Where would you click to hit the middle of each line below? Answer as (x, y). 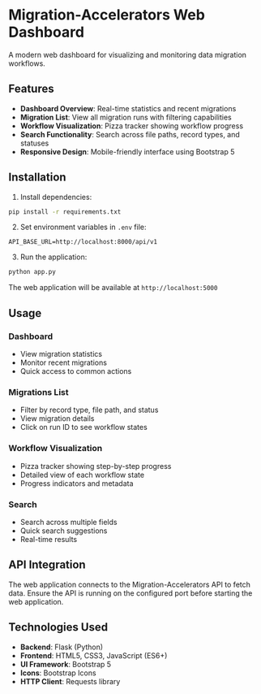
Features (31, 89)
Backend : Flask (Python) (62, 647)
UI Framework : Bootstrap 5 (66, 664)
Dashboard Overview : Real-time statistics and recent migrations (128, 108)
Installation (37, 178)
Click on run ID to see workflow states (83, 427)
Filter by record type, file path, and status (89, 410)
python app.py (32, 272)
